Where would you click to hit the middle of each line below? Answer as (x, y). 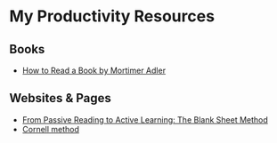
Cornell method (51, 129)
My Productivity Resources (112, 16)
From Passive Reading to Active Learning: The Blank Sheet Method (145, 119)
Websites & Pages (60, 98)
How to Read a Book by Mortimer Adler (94, 70)
